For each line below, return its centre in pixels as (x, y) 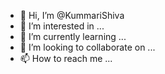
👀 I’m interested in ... (62, 26)
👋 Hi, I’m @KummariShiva (72, 15)
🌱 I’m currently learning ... (73, 36)
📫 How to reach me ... (66, 58)
